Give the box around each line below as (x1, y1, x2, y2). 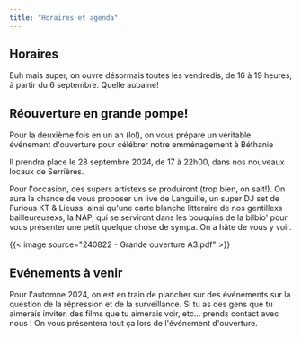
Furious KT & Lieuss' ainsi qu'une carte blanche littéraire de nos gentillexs (9, 203, 283, 214)
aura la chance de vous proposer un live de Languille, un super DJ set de (9, 193, 280, 204)
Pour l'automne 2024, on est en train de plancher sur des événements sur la (9, 289, 291, 300)
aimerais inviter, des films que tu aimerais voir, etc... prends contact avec (9, 308, 279, 319)
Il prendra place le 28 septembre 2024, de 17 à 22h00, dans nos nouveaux (9, 156, 285, 167)
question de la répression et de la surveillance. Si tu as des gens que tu (9, 298, 273, 310)
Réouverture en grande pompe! (9, 105, 189, 121)
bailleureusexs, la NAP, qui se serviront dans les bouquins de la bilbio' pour (9, 212, 288, 223)
